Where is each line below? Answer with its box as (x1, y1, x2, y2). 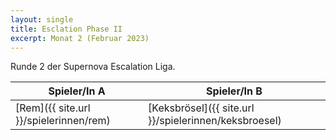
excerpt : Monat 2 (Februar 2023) (10, 33, 150, 43)
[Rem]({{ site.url (15, 101, 91, 115)
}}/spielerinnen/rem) (15, 114, 111, 128)
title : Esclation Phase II (10, 24, 123, 34)
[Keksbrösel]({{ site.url (148, 101, 255, 115)
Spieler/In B (206, 84, 263, 98)
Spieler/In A (48, 84, 106, 98)
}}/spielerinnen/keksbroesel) (148, 114, 282, 128)
